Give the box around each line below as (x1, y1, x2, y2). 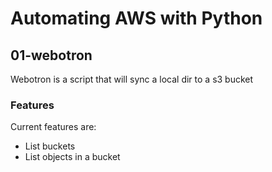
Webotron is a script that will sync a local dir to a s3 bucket (10, 73, 254, 85)
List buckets (24, 140, 76, 152)
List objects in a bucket (24, 151, 121, 163)
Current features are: (10, 121, 97, 133)
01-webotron (10, 47, 93, 64)
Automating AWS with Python (10, 7, 263, 30)
